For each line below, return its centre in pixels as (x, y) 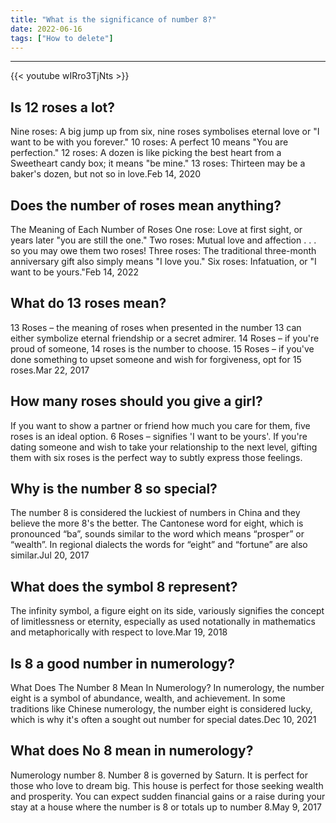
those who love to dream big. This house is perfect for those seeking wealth (167, 785)
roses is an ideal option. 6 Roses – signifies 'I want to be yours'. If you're (159, 436)
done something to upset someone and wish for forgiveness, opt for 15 (156, 359)
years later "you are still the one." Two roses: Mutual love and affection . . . (163, 240)
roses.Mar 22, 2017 (50, 370)
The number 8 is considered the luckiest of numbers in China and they (155, 513)
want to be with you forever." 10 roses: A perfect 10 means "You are (149, 142)
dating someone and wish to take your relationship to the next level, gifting (164, 447)
